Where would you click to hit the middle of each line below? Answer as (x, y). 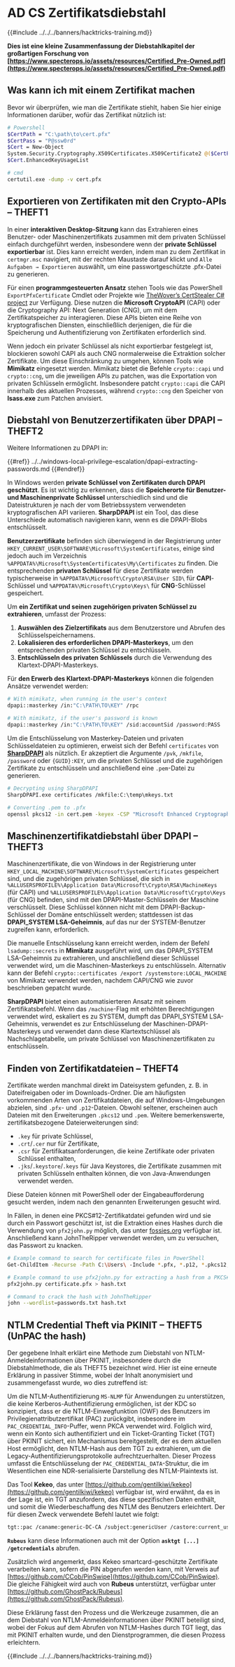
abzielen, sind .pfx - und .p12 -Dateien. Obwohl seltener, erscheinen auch (113, 1108)
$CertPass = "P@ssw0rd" (42, 141)
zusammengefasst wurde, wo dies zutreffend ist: (78, 1383)
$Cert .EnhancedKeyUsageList (48, 160)
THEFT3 (26, 847)
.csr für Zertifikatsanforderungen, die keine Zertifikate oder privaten (116, 1151)
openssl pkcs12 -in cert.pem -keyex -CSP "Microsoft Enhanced (100, 814)
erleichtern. (24, 1642)
